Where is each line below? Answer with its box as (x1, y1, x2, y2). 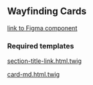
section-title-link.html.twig (7, 57, 82, 65)
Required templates (7, 41, 74, 50)
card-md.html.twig (7, 70, 60, 79)
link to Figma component (7, 23, 78, 32)
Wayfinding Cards (7, 6, 87, 17)
